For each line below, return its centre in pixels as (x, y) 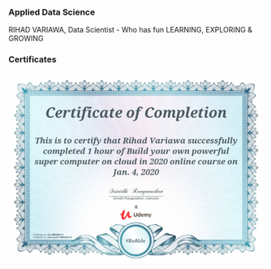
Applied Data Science (52, 12)
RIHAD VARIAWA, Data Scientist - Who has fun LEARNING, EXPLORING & (131, 30)
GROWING (26, 38)
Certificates (32, 59)
